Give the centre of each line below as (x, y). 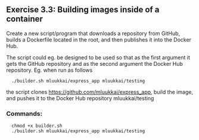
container (25, 19)
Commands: (24, 113)
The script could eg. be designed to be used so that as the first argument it (98, 57)
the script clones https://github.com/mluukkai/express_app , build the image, (100, 92)
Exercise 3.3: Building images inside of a (83, 10)
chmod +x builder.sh (37, 126)
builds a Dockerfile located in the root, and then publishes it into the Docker (99, 39)
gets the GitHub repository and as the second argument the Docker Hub (95, 63)
